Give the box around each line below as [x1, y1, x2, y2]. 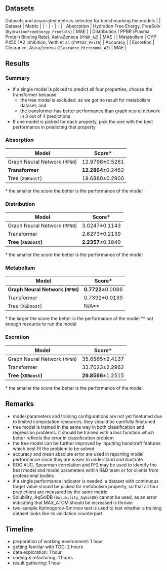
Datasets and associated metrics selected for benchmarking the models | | [5, 17, 161, 23]
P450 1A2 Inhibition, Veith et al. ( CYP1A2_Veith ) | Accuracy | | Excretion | [5, 39, 154, 45]
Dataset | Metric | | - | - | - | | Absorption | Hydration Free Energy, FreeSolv [5, 23, 161, 29]
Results [5, 59, 30, 68]
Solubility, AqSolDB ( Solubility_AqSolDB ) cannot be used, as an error [12, 494, 157, 500]
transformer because [12, 91, 57, 98]
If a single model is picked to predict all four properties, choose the [12, 86, 153, 92]
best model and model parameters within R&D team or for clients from [12, 467, 158, 473]
